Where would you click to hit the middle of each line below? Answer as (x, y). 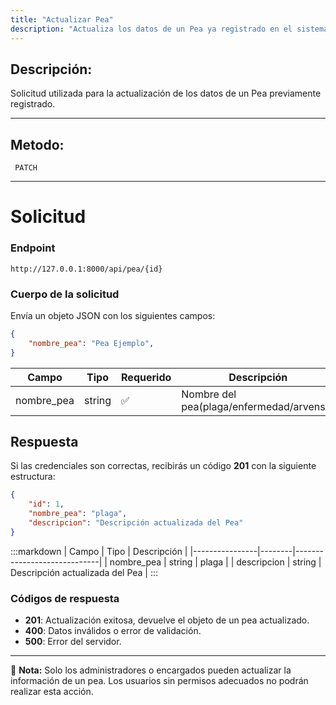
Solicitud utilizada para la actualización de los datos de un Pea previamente (166, 93)
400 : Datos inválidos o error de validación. (113, 631)
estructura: (33, 477)
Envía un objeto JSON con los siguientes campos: (113, 315)
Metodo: (37, 144)
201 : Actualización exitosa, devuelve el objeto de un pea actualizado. (167, 620)
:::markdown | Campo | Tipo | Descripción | (99, 551)
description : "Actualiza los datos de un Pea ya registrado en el (151, 29)
